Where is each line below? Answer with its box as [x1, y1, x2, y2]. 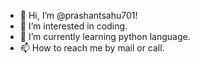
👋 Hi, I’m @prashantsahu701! [19, 10, 138, 21]
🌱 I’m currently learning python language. [19, 31, 191, 42]
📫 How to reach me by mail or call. [19, 42, 165, 54]
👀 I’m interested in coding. [19, 20, 128, 32]
